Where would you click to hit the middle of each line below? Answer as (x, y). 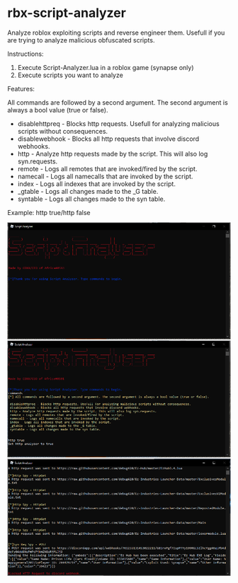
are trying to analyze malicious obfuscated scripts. (81, 40)
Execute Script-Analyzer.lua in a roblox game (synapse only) (106, 67)
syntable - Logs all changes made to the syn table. (91, 199)
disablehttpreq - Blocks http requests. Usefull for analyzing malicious (118, 123)
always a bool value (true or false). (58, 110)
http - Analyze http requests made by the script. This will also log (113, 154)
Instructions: (25, 54)
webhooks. (34, 146)
